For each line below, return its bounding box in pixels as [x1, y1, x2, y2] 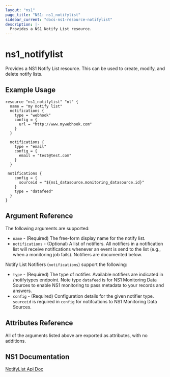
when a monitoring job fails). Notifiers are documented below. [12, 251, 143, 257]
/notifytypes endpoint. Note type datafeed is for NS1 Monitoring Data [12, 277, 157, 283]
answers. [12, 287, 32, 294]
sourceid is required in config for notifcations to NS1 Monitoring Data [12, 298, 157, 304]
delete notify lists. [5, 71, 43, 77]
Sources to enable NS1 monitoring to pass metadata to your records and [12, 282, 164, 288]
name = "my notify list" [10, 103, 63, 109]
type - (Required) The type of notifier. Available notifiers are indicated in [12, 271, 164, 277]
